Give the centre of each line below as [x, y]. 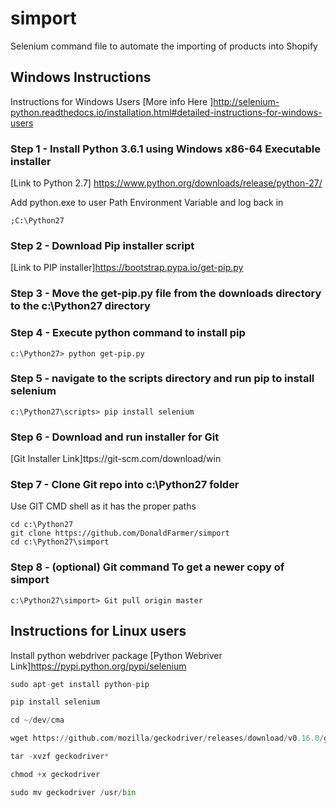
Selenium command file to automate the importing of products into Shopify [164, 46]
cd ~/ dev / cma [37, 720]
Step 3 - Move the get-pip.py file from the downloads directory [166, 294]
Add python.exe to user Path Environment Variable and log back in [147, 203]
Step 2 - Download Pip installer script [102, 245]
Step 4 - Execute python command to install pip [128, 333]
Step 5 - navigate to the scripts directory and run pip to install [162, 379]
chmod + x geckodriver [55, 774]
